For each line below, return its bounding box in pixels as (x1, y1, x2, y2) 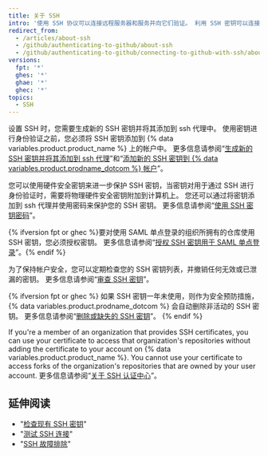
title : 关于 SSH (8, 11, 60, 20)
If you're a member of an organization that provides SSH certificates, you (8, 327, 249, 337)
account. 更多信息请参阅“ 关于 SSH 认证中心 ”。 (8, 371, 161, 380)
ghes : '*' (15, 71, 48, 79)
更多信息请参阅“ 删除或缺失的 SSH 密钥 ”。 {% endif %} (23, 311, 203, 321)
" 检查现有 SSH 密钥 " (19, 418, 88, 428)
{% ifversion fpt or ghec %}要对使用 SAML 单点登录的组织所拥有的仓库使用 (8, 228, 255, 237)
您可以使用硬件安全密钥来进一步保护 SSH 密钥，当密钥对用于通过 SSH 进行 (8, 180, 254, 190)
